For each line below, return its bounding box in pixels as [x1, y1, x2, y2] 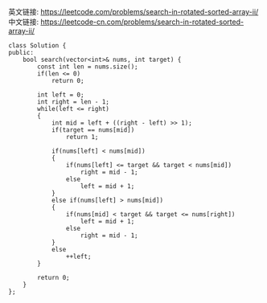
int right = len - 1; [37, 98, 110, 106]
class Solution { [8, 42, 67, 50]
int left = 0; [37, 91, 84, 99]
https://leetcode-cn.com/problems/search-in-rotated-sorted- [39, 17, 244, 27]
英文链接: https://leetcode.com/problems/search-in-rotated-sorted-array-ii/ [8, 7, 259, 16]
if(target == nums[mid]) [51, 126, 135, 134]
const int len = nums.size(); [37, 63, 138, 71]
